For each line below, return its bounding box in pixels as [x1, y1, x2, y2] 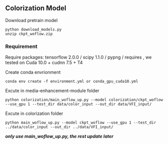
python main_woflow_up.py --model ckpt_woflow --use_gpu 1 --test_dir [5, 120, 156, 125]
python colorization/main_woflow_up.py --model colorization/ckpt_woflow [5, 97, 163, 102]
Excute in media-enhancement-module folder [5, 87, 100, 94]
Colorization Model [5, 4, 66, 12]
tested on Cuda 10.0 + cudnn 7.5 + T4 [5, 59, 83, 65]
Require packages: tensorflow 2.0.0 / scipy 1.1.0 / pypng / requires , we [5, 54, 152, 60]
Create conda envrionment [5, 69, 61, 75]
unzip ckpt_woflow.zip [5, 31, 53, 36]
